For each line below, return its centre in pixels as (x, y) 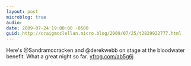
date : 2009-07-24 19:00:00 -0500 (47, 28)
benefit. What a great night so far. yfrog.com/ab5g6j (70, 57)
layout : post (22, 11)
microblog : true (26, 17)
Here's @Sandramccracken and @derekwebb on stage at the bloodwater (95, 50)
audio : (14, 22)
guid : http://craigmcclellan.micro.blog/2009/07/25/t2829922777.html (94, 34)
